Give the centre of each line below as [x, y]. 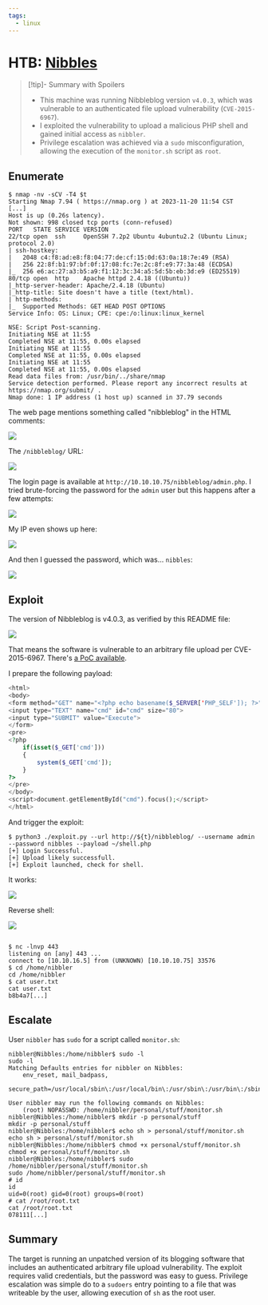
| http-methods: [35, 300]
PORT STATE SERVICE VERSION [59, 230]
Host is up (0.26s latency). [57, 216]
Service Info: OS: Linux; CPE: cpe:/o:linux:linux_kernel [106, 314]
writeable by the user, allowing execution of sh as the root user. [112, 1292]
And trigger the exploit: [46, 822]
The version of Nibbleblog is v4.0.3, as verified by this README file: [120, 619]
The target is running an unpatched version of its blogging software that [126, 1259]
